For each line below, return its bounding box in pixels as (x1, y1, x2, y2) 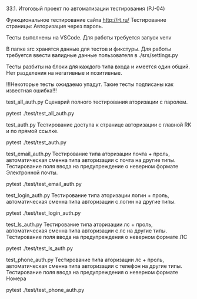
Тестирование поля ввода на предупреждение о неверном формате (6, 163, 179, 170)
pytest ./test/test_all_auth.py (6, 110, 75, 117)
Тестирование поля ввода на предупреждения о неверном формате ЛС (6, 234, 188, 240)
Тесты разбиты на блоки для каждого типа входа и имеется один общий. (6, 63, 190, 70)
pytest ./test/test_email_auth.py (6, 181, 82, 187)
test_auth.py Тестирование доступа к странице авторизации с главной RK (6, 121, 192, 128)
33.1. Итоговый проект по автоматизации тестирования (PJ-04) (6, 5, 165, 12)
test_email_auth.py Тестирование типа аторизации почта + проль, (6, 150, 171, 157)
